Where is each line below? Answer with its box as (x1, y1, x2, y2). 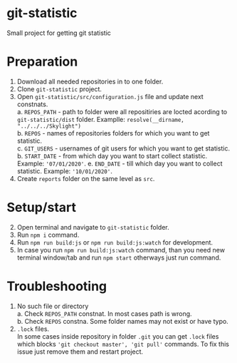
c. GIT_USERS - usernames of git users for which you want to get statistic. (16, 144, 231, 153)
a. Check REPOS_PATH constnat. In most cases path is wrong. (16, 309, 193, 318)
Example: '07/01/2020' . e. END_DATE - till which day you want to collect (16, 159, 223, 168)
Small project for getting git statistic (6, 29, 112, 37)
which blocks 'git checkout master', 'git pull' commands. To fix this (16, 339, 229, 348)
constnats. (16, 100, 48, 108)
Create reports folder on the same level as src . (16, 174, 155, 183)
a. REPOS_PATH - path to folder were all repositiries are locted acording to (16, 107, 228, 116)
